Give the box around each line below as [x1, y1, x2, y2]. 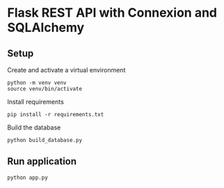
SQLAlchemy [7, 19, 85, 36]
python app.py [7, 174, 49, 181]
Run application [7, 155, 77, 168]
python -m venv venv [7, 79, 67, 86]
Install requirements [7, 97, 64, 106]
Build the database [7, 123, 61, 132]
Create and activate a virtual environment [7, 66, 126, 74]
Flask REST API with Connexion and [7, 5, 218, 21]
